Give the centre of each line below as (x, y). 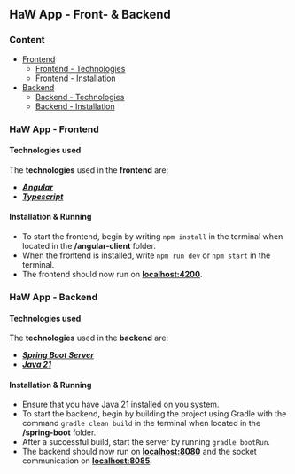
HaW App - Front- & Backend (90, 15)
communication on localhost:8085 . (87, 461)
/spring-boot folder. (59, 432)
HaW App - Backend (54, 297)
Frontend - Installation (76, 78)
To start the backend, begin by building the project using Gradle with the (154, 414)
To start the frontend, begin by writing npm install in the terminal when (152, 237)
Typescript (43, 196)
